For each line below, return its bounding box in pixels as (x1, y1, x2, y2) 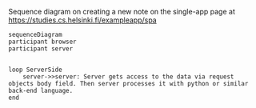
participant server (8, 45, 74, 53)
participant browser (8, 38, 78, 46)
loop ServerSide (8, 66, 62, 74)
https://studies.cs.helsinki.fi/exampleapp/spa (8, 15, 158, 25)
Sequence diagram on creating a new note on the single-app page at (8, 7, 236, 16)
